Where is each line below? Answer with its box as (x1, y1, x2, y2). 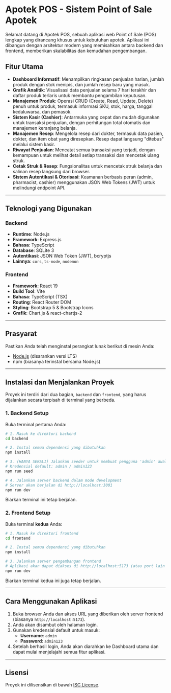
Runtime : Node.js (12, 231, 50, 237)
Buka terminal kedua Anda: (5, 521, 63, 527)
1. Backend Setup (5, 410, 49, 417)
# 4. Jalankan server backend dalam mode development (5, 478, 122, 483)
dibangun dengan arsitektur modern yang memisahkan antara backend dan (5, 42, 164, 48)
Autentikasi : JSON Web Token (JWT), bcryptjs (12, 253, 111, 259)
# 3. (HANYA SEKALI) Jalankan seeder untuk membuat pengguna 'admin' (5, 459, 156, 465)
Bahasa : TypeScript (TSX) (12, 293, 68, 299)
